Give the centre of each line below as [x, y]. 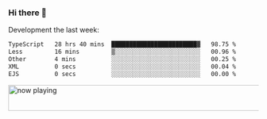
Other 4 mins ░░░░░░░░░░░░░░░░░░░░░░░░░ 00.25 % [122, 59]
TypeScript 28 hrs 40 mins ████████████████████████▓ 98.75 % [122, 44]
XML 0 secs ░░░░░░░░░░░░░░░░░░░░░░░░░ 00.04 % [122, 67]
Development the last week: [54, 30]
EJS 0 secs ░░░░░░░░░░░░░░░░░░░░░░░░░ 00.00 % [122, 74]
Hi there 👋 [28, 13]
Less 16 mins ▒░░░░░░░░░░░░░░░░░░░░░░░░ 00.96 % [122, 52]
